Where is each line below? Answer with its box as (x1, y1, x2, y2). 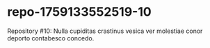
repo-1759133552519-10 (7, 4, 152, 20)
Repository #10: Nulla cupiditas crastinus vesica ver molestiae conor (7, 27, 203, 35)
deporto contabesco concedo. (7, 34, 95, 42)
